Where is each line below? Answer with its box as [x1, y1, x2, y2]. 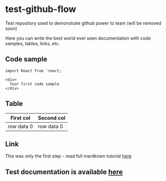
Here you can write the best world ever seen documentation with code [5, 35, 151, 41]
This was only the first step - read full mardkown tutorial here [5, 153, 132, 159]
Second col [38, 114, 66, 121]
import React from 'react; [5, 68, 62, 73]
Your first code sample [10, 81, 59, 86]
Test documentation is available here [5, 167, 123, 176]
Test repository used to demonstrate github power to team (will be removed [5, 20, 161, 26]
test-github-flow [5, 4, 76, 15]
